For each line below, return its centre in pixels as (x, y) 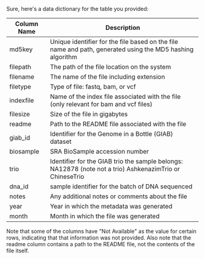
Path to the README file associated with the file (118, 124)
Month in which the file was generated (105, 216)
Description (123, 28)
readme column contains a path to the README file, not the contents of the (101, 244)
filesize (20, 114)
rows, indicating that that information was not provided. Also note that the (99, 238)
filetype (20, 87)
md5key (21, 49)
